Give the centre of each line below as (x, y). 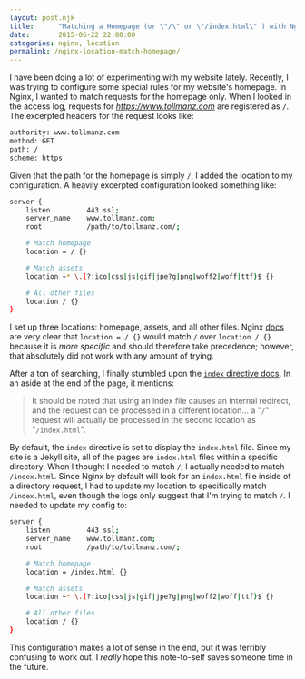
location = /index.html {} (77, 572)
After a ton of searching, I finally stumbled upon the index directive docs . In (150, 374)
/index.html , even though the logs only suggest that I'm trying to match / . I (150, 496)
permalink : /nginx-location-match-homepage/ (95, 52)
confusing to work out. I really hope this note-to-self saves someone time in (151, 657)
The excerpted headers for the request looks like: (102, 116)
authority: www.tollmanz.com (64, 133)
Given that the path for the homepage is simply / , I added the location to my (151, 175)
